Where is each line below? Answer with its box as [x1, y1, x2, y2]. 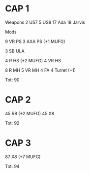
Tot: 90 [5, 77, 20, 83]
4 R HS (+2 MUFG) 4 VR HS [5, 57, 61, 63]
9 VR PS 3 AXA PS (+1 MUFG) [5, 38, 65, 44]
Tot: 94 [5, 163, 20, 169]
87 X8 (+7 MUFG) [5, 154, 41, 160]
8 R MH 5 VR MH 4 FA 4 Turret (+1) [5, 67, 76, 73]
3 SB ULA [5, 48, 25, 54]
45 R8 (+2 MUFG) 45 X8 [5, 110, 55, 116]
